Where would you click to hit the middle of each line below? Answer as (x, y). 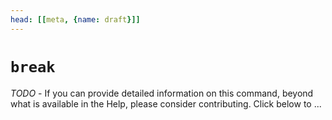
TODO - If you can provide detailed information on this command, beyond (162, 93)
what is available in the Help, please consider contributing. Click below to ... (166, 103)
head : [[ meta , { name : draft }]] (75, 19)
